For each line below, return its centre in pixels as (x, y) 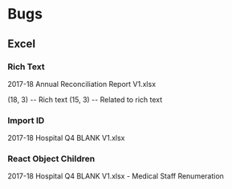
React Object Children (51, 159)
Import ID (26, 120)
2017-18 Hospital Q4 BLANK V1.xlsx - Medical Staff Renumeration (116, 176)
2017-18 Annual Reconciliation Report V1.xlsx (82, 84)
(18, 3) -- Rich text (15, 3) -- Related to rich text (85, 99)
